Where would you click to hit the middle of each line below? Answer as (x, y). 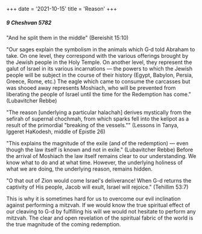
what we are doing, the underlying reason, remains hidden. (79, 169)
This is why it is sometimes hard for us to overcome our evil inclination (93, 198)
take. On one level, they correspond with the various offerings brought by (97, 55)
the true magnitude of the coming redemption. (64, 224)
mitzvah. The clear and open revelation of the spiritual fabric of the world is (100, 218)
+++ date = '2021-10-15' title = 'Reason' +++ (62, 9)
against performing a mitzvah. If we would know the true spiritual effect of (98, 205)
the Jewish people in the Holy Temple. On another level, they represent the (99, 62)
